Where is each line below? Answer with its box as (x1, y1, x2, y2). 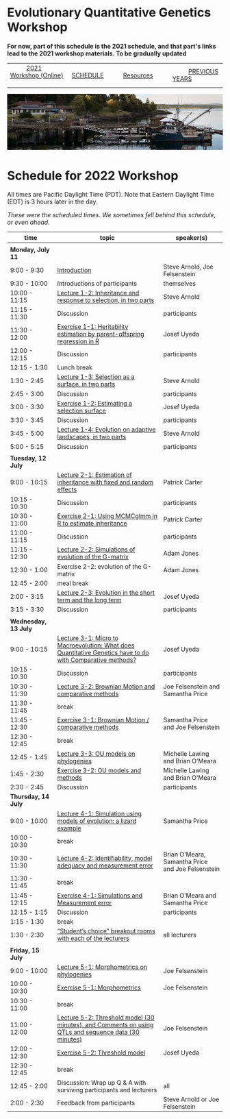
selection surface (57, 406, 106, 415)
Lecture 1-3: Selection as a (57, 373, 135, 381)
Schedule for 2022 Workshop (7, 168, 179, 183)
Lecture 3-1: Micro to (57, 634, 118, 642)
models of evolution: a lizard (57, 817, 137, 825)
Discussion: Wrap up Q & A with (57, 1078, 146, 1087)
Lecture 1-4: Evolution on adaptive (57, 426, 156, 434)
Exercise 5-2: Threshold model (57, 1048, 146, 1057)
